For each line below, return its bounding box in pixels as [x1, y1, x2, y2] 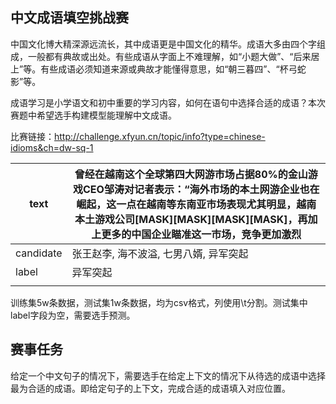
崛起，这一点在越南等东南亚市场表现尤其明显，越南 [76, 197, 317, 211]
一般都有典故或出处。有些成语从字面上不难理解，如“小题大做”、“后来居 [27, 50, 320, 62]
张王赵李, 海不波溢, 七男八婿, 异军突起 [71, 246, 249, 260]
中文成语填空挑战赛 [10, 9, 129, 27]
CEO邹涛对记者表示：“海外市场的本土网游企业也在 [83, 182, 320, 196]
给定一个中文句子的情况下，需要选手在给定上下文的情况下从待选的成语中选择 [10, 369, 326, 382]
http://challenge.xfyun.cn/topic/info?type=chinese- [54, 130, 266, 142]
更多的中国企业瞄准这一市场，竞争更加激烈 [101, 227, 302, 241]
